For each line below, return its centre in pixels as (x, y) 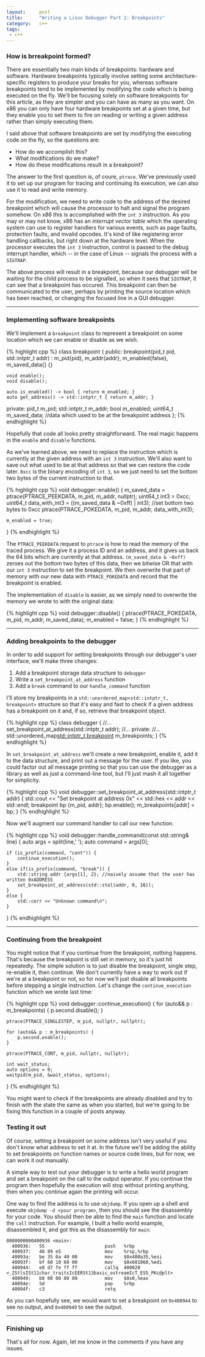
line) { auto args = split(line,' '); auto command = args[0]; (77, 842)
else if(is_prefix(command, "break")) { (59, 869)
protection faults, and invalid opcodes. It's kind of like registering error (95, 234)
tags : (13, 29)
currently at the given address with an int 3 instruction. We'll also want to (99, 458)
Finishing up (25, 1328)
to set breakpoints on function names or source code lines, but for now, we (101, 1154)
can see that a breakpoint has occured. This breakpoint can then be (92, 285)
